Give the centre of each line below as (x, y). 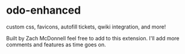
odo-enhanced (44, 10)
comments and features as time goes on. (56, 45)
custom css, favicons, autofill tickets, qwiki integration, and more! (86, 27)
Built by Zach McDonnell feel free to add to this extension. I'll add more (93, 38)
